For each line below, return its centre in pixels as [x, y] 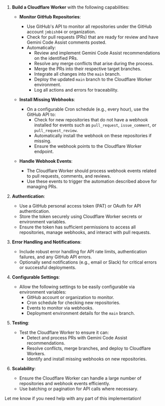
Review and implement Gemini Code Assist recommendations [97, 53]
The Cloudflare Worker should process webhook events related [92, 171]
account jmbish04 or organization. [61, 32]
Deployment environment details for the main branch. [81, 313]
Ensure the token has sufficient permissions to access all [78, 227]
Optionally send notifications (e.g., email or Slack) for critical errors [88, 262]
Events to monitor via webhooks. [60, 308]
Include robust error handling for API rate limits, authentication [83, 252]
